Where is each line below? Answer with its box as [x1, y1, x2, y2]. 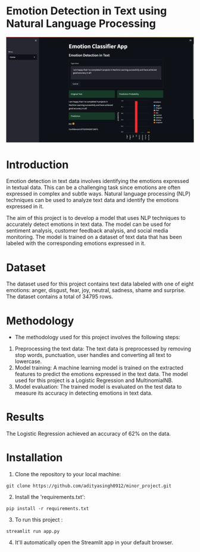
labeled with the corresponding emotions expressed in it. [6, 240, 146, 247]
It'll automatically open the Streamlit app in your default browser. [14, 539, 174, 546]
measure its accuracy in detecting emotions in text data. [14, 389, 153, 397]
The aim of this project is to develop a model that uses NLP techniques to [6, 215, 186, 222]
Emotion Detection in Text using [6, 4, 167, 18]
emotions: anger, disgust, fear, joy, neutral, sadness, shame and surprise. [6, 287, 186, 294]
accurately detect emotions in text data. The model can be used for [6, 221, 171, 228]
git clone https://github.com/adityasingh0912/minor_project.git [6, 483, 171, 489]
